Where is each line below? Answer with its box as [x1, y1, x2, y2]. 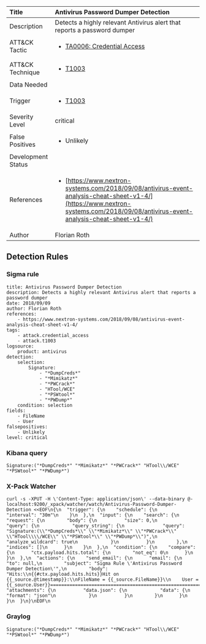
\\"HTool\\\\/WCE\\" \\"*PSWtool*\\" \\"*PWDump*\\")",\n [6, 533, 158, 540]
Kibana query [6, 448, 48, 457]
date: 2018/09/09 [6, 300, 51, 306]
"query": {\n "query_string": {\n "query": [6, 523, 185, 529]
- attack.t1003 [17, 338, 56, 344]
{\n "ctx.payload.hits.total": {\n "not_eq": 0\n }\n [6, 549, 193, 556]
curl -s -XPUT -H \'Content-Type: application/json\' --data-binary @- [6, 496, 193, 502]
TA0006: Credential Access [65, 42, 145, 50]
